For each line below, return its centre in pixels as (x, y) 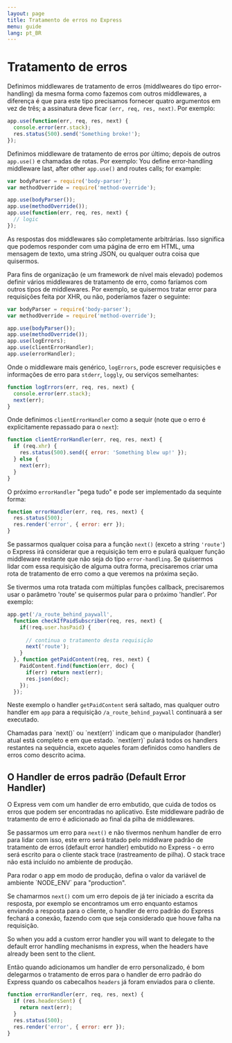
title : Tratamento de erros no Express (65, 20)
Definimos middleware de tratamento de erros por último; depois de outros (114, 154)
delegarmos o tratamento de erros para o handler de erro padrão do (105, 974)
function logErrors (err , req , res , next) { (71, 387)
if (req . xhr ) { (35, 446)
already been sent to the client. (51, 954)
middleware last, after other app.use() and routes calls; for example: (104, 168)
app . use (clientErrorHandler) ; (51, 348)
